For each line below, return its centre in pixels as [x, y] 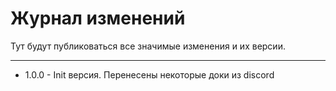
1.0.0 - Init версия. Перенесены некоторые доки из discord [149, 74]
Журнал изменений [98, 18]
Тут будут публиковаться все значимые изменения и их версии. [148, 46]
